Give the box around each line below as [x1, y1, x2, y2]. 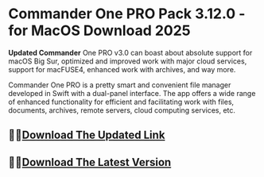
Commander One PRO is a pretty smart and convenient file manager [8, 80, 231, 90]
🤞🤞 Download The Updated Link [8, 129, 165, 142]
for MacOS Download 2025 [8, 21, 191, 40]
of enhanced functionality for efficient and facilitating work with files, [8, 97, 235, 106]
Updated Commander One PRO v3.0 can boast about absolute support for [8, 48, 253, 57]
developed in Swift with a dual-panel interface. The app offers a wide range [8, 88, 256, 98]
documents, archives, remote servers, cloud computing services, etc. [8, 105, 236, 115]
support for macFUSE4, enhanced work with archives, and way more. [8, 64, 236, 74]
